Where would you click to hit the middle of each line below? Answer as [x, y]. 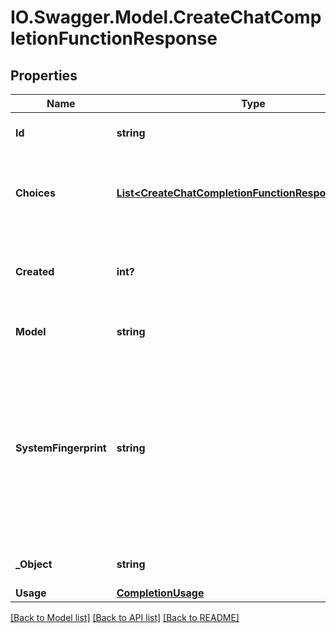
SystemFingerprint [61, 448]
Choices [35, 193]
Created [35, 271]
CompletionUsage [160, 593]
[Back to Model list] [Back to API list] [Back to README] [125, 617]
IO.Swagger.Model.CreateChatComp [166, 17]
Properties [44, 75]
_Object [34, 564]
